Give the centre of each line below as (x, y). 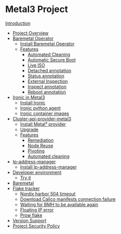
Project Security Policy (36, 226)
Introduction (18, 23)
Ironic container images (45, 113)
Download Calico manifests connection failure (68, 199)
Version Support (29, 220)
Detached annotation (49, 70)
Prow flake (31, 215)
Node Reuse (40, 145)
